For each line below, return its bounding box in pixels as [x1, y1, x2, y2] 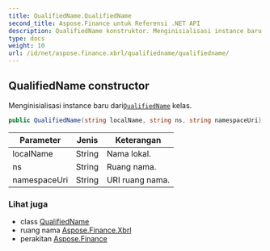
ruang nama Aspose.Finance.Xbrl [19, 225, 132, 235]
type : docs [8, 34, 45, 43]
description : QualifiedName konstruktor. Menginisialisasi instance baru [8, 27, 263, 35]
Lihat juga [8, 199, 49, 210]
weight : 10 [8, 42, 45, 50]
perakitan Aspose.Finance [19, 233, 108, 243]
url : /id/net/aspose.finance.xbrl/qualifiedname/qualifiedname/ [8, 49, 230, 57]
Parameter [19, 134, 61, 145]
